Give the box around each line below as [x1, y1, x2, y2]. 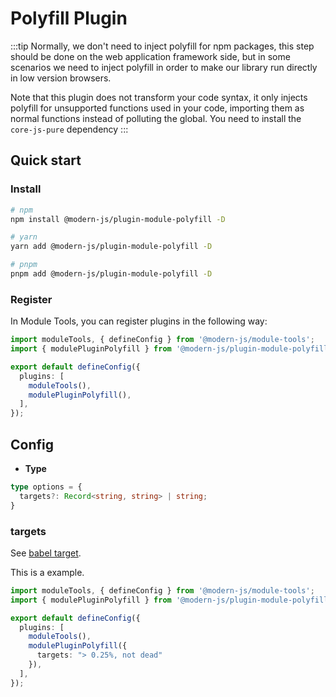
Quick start [10, 152, 82, 169]
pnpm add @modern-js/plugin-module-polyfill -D [10, 269, 213, 279]
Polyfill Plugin [10, 7, 128, 30]
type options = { [10, 482, 83, 492]
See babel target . [10, 547, 82, 559]
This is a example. [10, 566, 85, 578]
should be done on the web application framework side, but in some [10, 50, 291, 62]
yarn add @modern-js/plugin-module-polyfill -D [10, 242, 213, 252]
